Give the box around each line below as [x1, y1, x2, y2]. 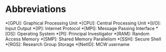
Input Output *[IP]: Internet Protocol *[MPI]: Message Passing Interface [5, 25, 155, 31]
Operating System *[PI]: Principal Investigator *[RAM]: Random [17, 30, 150, 36]
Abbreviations [5, 3, 66, 15]
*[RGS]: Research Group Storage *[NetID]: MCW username [5, 41, 130, 47]
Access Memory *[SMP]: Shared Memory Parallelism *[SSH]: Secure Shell [5, 36, 161, 42]
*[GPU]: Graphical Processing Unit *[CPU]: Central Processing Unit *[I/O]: [5, 20, 161, 26]
